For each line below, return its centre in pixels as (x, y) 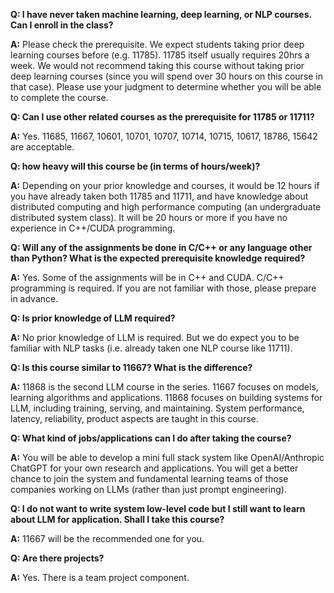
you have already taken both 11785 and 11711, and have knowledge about (159, 196)
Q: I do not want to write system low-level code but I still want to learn (158, 508)
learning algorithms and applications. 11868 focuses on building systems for (166, 397)
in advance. (34, 298)
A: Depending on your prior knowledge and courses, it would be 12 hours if (165, 185)
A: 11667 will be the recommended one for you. (107, 538)
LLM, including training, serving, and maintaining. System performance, (157, 408)
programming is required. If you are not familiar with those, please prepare (163, 288)
